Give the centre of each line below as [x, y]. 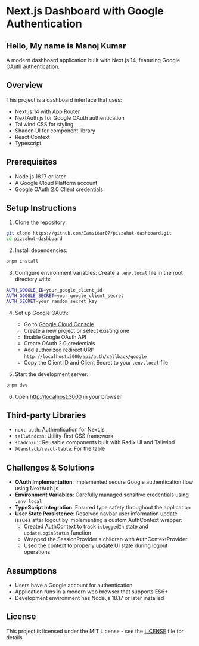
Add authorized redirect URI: [59, 350]
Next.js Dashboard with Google [85, 11]
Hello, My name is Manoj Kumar [66, 46]
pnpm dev [17, 385]
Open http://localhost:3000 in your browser [68, 396]
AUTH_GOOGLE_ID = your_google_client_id [54, 290]
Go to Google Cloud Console [59, 324]
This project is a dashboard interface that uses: [64, 99]
